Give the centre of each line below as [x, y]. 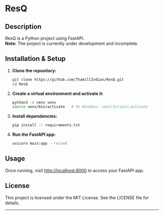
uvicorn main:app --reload [40, 144]
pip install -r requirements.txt [46, 125]
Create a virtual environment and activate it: [58, 93]
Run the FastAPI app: [34, 134]
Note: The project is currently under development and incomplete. [72, 43]
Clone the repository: [34, 70]
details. [12, 203]
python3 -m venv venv [34, 102]
